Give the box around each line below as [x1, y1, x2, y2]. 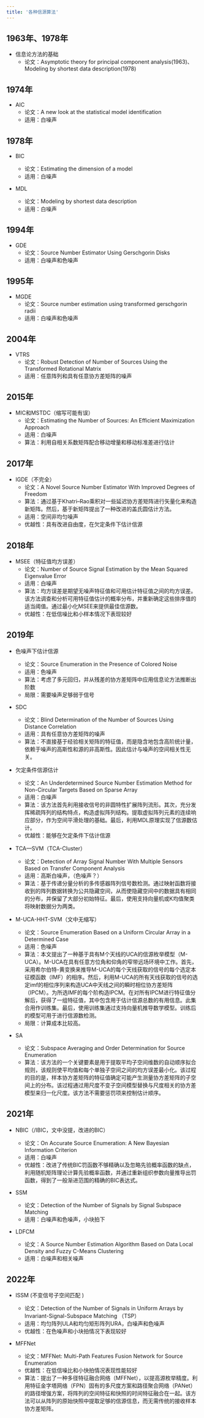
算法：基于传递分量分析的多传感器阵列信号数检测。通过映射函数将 [24, 879, 191, 886]
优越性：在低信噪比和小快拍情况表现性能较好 [24, 1367, 138, 1374]
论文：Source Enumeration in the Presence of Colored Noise [24, 660, 178, 668]
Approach [24, 424, 50, 431]
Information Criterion [24, 1146, 78, 1153]
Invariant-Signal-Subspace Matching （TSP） [24, 1313, 140, 1320]
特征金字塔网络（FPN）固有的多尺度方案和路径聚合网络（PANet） [29, 1382, 196, 1389]
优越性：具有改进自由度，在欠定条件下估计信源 [24, 520, 143, 528]
